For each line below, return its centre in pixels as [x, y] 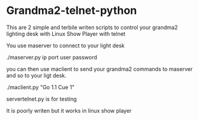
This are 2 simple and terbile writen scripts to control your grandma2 [92, 27]
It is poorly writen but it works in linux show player [69, 110]
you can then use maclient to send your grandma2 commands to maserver [99, 69]
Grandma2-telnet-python [72, 11]
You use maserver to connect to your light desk [66, 45]
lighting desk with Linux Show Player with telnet [66, 33]
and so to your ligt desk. [36, 75]
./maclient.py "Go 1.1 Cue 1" [40, 87]
